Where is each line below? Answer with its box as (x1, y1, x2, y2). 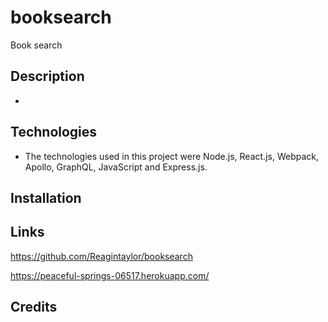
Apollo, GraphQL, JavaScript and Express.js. (24, 161, 208, 173)
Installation (10, 189, 82, 206)
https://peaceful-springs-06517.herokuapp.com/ (10, 269, 210, 281)
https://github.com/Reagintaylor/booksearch (10, 250, 193, 262)
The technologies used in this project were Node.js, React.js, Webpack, (24, 150, 319, 162)
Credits (10, 299, 58, 316)
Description (10, 68, 85, 85)
